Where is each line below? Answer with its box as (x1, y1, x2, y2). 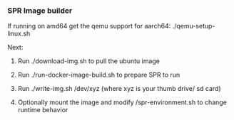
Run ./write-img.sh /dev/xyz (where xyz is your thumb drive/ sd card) (17, 84, 221, 93)
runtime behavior (17, 106, 68, 114)
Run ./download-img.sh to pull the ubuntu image (17, 57, 161, 65)
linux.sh (7, 29, 31, 38)
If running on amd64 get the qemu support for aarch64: (7, 22, 171, 31)
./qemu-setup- (172, 22, 215, 31)
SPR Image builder (7, 6, 73, 16)
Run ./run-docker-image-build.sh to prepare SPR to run (17, 70, 180, 80)
